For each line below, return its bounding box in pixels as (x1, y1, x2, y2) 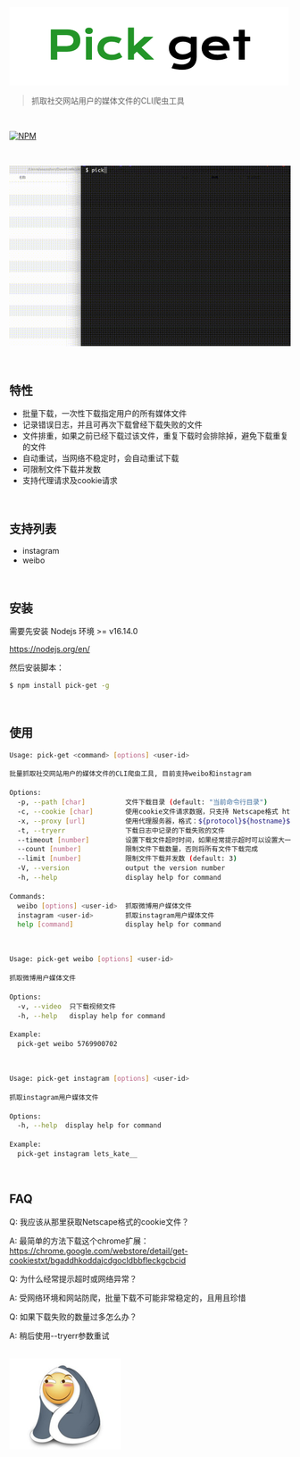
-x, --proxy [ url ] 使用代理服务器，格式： (17, 816, 199, 825)
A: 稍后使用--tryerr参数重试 (9, 1330, 110, 1341)
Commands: (9, 892, 46, 900)
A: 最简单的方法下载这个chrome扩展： (9, 1235, 149, 1246)
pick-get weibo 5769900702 (17, 1040, 118, 1049)
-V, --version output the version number (17, 864, 226, 873)
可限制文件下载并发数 (21, 464, 101, 475)
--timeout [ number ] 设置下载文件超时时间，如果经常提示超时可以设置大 (17, 835, 286, 844)
